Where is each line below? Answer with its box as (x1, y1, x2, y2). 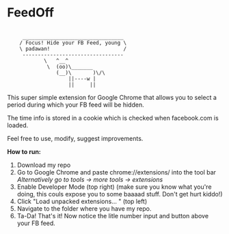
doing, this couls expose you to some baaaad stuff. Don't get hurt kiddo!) (16, 190, 223, 198)
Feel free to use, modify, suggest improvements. (7, 134, 144, 142)
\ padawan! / (19, 45, 127, 52)
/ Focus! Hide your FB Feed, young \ (19, 39, 127, 46)
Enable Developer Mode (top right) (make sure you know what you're (16, 183, 212, 191)
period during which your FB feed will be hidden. (7, 101, 145, 109)
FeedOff (7, 5, 55, 21)
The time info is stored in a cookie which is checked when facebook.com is (7, 114, 219, 122)
